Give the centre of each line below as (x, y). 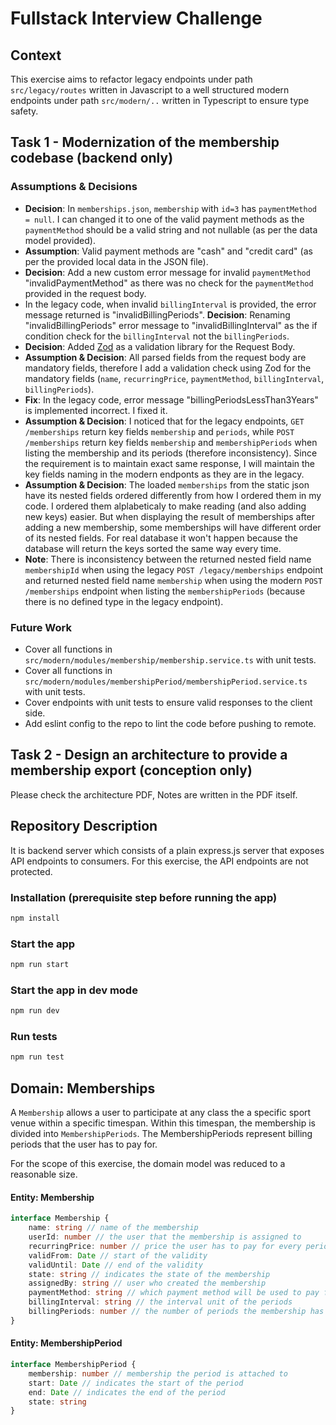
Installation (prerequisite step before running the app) (144, 897)
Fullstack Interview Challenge (136, 18)
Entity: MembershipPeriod (66, 1343)
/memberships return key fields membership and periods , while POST (159, 431)
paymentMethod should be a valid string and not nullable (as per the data (171, 229)
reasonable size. (44, 1174)
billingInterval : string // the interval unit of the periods (160, 1302)
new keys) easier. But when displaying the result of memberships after (170, 516)
